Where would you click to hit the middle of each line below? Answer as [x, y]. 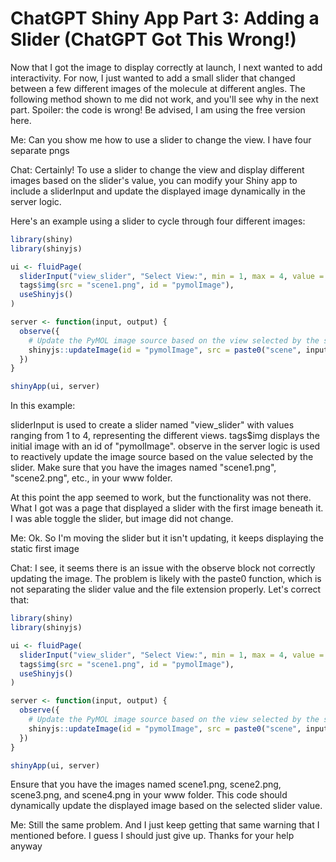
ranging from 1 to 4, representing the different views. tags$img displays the [165, 436]
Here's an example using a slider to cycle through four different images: [158, 221]
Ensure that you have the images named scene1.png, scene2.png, [146, 784]
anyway [26, 846]
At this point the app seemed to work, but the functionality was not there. [161, 498]
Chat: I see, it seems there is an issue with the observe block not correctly [163, 568]
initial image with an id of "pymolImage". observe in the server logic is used [165, 446]
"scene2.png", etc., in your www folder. [91, 478]
